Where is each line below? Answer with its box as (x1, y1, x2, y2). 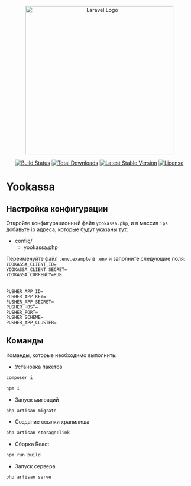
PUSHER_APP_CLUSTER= (6, 320, 57, 326)
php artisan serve (6, 474, 51, 481)
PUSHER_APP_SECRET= (6, 299, 54, 305)
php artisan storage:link (6, 430, 70, 436)
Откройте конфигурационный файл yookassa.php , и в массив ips (6, 220, 169, 226)
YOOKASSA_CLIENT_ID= (6, 261, 57, 267)
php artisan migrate (6, 408, 57, 414)
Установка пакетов (14, 363, 63, 370)
